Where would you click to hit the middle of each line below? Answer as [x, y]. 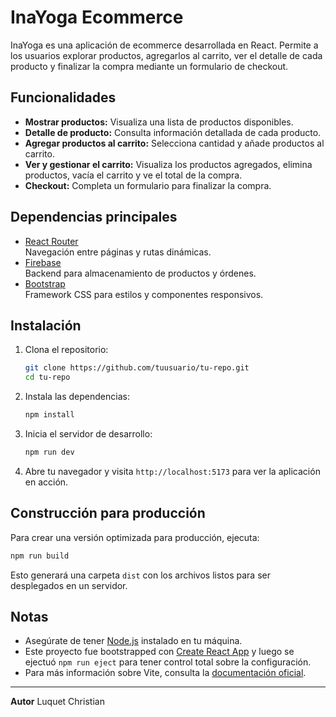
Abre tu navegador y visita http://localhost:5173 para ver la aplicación [172, 471]
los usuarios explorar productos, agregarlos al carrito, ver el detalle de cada [166, 55]
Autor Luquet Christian [57, 702]
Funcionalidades [63, 97]
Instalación [46, 325]
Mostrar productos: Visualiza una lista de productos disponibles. [159, 122]
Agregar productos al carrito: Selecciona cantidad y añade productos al [174, 143]
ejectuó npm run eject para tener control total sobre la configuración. [168, 662]
